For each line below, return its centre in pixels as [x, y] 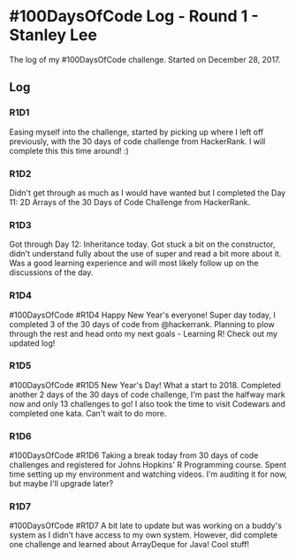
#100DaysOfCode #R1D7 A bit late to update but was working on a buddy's [146, 526]
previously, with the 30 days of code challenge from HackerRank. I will [137, 141]
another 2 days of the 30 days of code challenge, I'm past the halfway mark [147, 394]
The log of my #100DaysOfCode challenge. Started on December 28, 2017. [145, 59]
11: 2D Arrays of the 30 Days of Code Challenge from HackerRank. [130, 202]
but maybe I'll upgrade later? [61, 484]
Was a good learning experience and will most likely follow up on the [134, 264]
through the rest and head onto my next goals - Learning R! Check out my [144, 333]
